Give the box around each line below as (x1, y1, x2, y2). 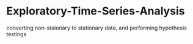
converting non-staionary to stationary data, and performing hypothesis (6, 24, 188, 31)
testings (6, 30, 27, 37)
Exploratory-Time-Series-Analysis (6, 4, 185, 18)
